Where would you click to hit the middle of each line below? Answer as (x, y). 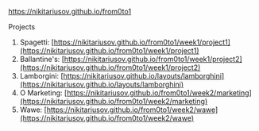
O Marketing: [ (43, 93)
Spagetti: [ (37, 42)
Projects (22, 27)
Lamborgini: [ (41, 76)
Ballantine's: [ (42, 59)
